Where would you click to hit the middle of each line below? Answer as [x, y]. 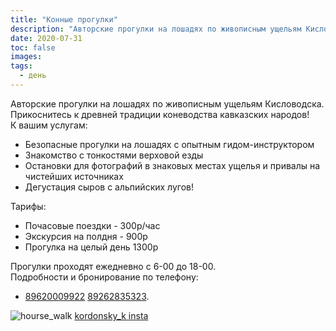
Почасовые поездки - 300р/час [92, 225]
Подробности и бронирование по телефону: [104, 277]
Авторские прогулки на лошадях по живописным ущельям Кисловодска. [167, 103]
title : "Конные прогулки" [64, 19]
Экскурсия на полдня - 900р [86, 236]
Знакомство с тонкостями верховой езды [114, 155]
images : [26, 57]
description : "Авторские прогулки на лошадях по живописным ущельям [156, 29]
